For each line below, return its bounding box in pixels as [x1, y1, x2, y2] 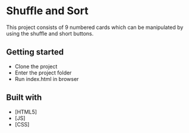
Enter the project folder [14, 69, 72, 76]
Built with [6, 93, 42, 103]
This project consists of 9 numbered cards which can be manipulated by [6, 24, 184, 31]
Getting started [6, 47, 64, 57]
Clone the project [14, 63, 58, 70]
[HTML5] [14, 108, 37, 115]
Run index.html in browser [14, 75, 79, 82]
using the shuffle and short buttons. [6, 30, 94, 37]
